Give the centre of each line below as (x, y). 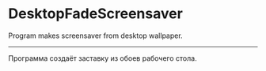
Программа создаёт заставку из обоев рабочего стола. (103, 58)
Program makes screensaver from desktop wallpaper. (96, 35)
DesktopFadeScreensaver (96, 14)
